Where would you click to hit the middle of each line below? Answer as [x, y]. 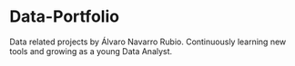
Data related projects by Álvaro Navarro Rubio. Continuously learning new [148, 42]
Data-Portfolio [65, 17]
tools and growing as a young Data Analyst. [91, 51]
